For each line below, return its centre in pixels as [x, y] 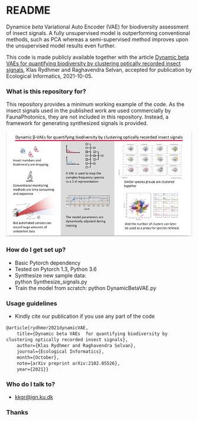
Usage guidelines [32, 303]
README [28, 10]
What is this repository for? [46, 91]
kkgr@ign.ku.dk [34, 397]
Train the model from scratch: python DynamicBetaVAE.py [85, 288]
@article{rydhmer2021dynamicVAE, [47, 328]
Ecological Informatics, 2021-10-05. [49, 76]
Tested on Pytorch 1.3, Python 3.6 [56, 269]
